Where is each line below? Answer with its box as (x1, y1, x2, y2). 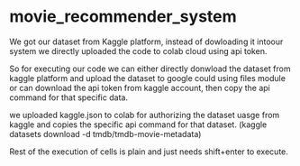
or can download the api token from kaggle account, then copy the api (9, 82, 270, 93)
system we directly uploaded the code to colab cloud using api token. (9, 45, 268, 56)
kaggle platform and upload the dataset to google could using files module (9, 72, 286, 83)
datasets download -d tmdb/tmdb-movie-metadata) (9, 128, 202, 139)
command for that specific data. (9, 92, 129, 103)
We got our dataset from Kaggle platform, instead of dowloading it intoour (9, 36, 284, 47)
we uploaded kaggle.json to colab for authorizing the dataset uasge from (9, 109, 280, 120)
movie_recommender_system (9, 6, 237, 27)
